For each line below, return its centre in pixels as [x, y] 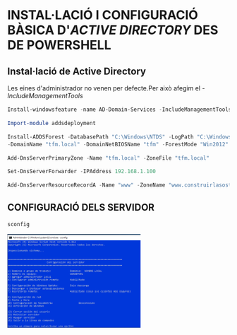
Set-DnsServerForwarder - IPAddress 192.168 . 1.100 [82, 172]
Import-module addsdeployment [52, 123]
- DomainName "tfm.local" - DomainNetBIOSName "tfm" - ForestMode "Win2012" [118, 144]
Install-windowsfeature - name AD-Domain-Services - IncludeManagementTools [120, 110]
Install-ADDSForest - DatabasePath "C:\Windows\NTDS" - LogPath [101, 137]
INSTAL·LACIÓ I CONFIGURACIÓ [103, 15]
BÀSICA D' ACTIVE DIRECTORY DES [113, 30]
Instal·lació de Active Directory [77, 71]
